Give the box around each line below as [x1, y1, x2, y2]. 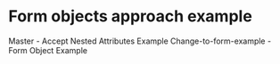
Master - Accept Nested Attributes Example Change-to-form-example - [8, 36, 272, 46]
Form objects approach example [8, 6, 253, 27]
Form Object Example [8, 44, 88, 55]
